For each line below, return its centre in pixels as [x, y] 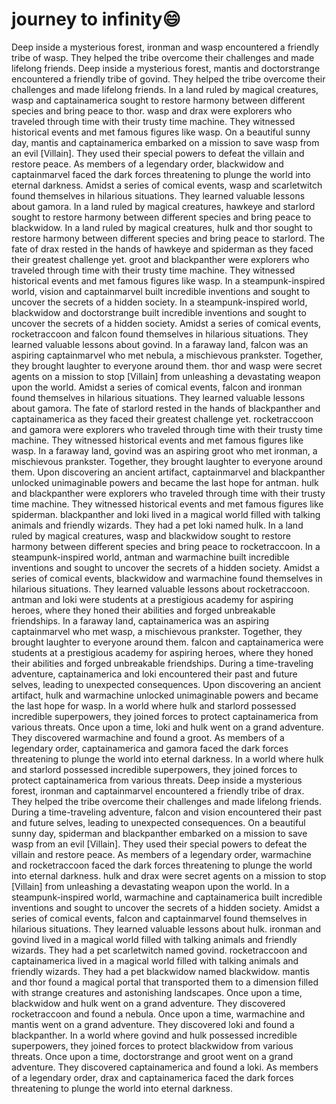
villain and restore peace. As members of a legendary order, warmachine [161, 854]
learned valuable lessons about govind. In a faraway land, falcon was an [160, 344]
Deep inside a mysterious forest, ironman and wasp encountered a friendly [165, 47]
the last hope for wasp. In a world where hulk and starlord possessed [154, 705]
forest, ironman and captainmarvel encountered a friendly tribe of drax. [158, 790]
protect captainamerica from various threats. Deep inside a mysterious [157, 780]
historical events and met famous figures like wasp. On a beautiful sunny [161, 132]
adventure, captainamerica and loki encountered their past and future [154, 674]
